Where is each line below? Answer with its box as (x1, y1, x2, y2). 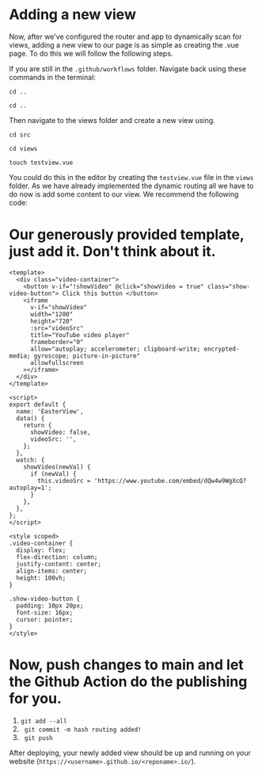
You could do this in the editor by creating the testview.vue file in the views (9, 172, 254, 182)
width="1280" (29, 310, 74, 318)
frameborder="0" (29, 338, 84, 346)
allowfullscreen (29, 358, 84, 366)
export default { (9, 400, 66, 408)
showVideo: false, (29, 428, 91, 436)
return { (23, 421, 52, 429)
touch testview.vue (9, 159, 74, 167)
